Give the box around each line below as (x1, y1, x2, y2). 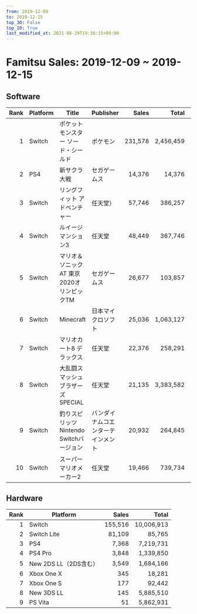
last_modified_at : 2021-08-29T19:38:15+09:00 (6, 31, 119, 36)
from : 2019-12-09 (6, 8, 49, 15)
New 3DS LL (29, 588, 64, 596)
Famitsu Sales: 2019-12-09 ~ (6, 56, 150, 69)
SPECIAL (59, 399, 84, 407)
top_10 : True (6, 25, 38, 31)
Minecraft (59, 315, 86, 323)
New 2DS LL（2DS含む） (29, 559, 99, 568)
